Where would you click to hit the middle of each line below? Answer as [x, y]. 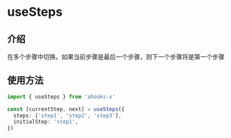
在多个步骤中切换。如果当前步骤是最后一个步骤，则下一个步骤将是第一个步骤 [116, 57]
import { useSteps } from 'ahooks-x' [61, 97]
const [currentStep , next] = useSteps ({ [66, 109]
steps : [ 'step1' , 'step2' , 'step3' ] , [68, 115]
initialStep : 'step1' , [46, 122]
